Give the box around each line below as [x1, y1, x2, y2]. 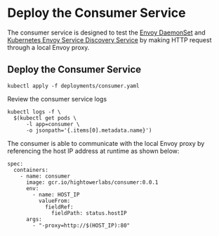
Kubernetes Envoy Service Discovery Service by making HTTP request [7, 35, 212, 44]
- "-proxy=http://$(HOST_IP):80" [32, 222, 131, 229]
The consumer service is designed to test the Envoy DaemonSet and [7, 28, 206, 37]
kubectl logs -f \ [7, 108, 61, 116]
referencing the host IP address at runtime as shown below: [7, 147, 180, 155]
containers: [13, 166, 49, 173]
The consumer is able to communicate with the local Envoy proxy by [7, 139, 205, 147]
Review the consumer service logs [7, 94, 107, 103]
